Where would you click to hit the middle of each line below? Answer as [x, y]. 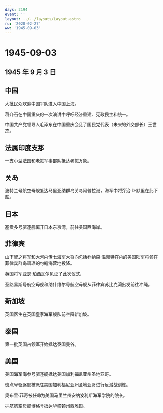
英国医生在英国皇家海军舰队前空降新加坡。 [48, 314]
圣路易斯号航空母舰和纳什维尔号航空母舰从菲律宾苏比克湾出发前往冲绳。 [79, 284]
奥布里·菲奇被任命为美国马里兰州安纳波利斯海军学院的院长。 [66, 395]
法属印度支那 [25, 147]
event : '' [15, 14]
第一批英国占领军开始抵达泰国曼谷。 [42, 344]
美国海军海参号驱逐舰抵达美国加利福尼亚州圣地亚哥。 [59, 374]
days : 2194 [16, 10]
